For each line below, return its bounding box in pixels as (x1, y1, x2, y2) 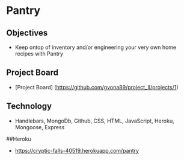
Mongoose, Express (14, 123, 65, 130)
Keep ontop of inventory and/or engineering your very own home (14, 43, 177, 51)
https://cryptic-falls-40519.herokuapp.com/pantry (14, 147, 140, 154)
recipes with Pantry (14, 50, 64, 57)
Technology (6, 101, 52, 112)
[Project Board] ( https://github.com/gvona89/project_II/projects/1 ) (14, 83, 179, 91)
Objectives (6, 28, 48, 38)
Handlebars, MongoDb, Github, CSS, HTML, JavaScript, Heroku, (14, 117, 174, 124)
